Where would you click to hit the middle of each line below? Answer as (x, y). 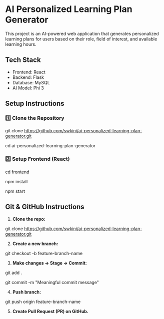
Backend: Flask (28, 77)
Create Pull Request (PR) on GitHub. (50, 311)
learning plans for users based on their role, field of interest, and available (81, 39)
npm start (15, 191)
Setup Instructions (35, 104)
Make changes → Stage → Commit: (49, 263)
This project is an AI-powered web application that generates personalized (82, 33)
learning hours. (21, 44)
